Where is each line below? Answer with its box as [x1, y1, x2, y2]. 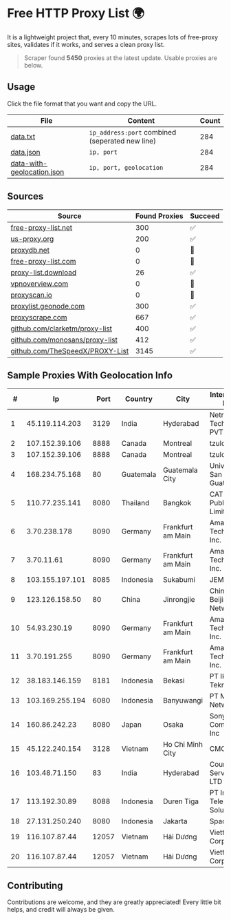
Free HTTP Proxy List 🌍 [7, 6, 145, 21]
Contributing [7, 879, 63, 891]
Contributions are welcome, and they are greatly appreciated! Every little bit [7, 898, 221, 906]
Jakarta [162, 816, 188, 826]
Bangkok [162, 498, 192, 508]
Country [124, 394, 153, 404]
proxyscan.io [10, 290, 53, 300]
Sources [7, 190, 44, 202]
